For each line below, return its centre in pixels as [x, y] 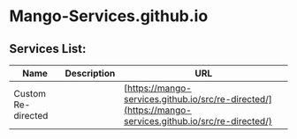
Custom [30, 94]
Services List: [48, 49]
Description [90, 73]
